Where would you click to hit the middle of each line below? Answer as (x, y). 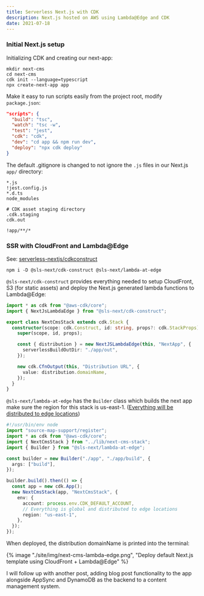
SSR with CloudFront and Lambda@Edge (67, 246)
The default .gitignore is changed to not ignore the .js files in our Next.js (97, 165)
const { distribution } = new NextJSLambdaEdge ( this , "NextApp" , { (104, 344)
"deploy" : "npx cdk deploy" (47, 147)
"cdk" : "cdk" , (29, 137)
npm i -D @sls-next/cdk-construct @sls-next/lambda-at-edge (84, 270)
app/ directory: (25, 172)
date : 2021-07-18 (28, 23)
